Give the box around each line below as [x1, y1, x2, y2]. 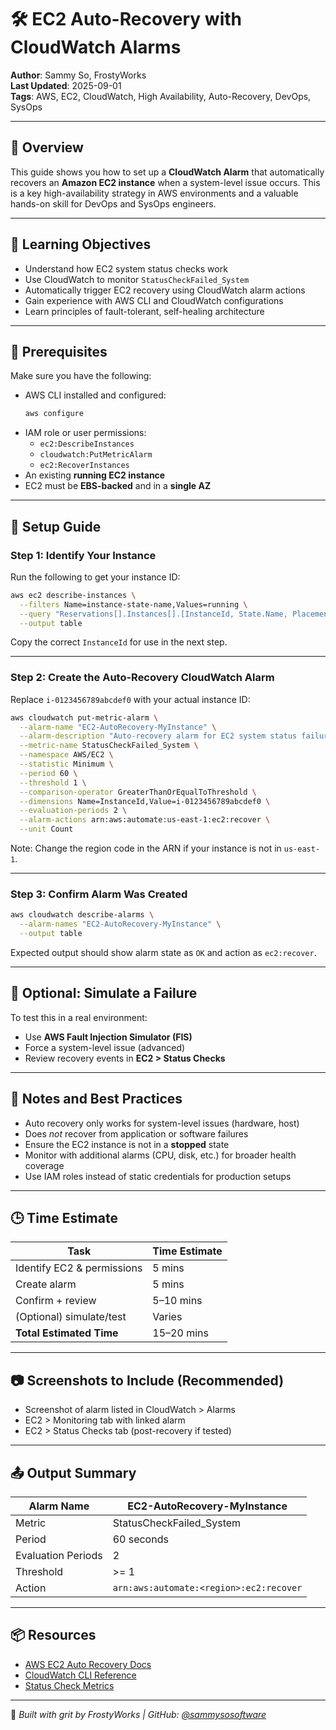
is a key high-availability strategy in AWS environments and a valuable [10, 187, 299, 199]
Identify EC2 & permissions [15, 1261, 143, 1275]
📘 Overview [10, 139, 84, 156]
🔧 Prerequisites [10, 343, 108, 360]
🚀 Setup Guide [10, 518, 102, 535]
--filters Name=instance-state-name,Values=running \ [19, 599, 248, 610]
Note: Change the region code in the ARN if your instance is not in [10, 842, 282, 855]
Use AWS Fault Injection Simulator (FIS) [24, 1031, 193, 1043]
